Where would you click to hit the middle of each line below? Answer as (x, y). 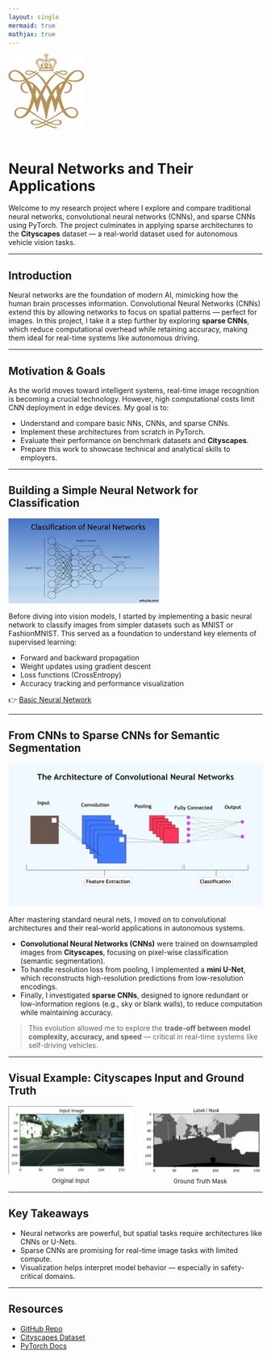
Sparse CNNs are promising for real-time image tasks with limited (129, 1250)
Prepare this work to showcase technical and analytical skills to (125, 449)
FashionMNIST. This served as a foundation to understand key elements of (132, 633)
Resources (36, 1309)
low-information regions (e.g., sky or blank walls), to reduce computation (141, 1004)
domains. (60, 1276)
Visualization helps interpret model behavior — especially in (119, 1267)
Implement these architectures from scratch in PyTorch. (113, 432)
